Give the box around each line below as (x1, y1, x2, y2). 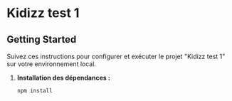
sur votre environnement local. (6, 60, 97, 68)
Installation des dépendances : (16, 73, 111, 82)
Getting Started (6, 33, 77, 46)
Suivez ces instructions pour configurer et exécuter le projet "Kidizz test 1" (6, 52, 226, 60)
